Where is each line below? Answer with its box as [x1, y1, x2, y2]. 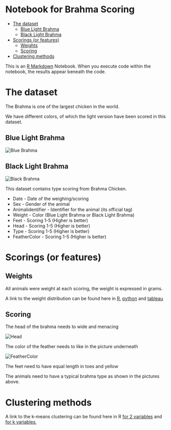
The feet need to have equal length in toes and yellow [5, 363, 119, 370]
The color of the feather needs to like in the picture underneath [5, 343, 138, 350]
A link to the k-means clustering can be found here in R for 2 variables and [5, 414, 162, 420]
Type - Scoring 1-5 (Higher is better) [12, 228, 90, 234]
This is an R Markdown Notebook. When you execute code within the [5, 63, 151, 69]
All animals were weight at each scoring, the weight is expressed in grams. [5, 285, 163, 291]
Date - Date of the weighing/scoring [12, 196, 89, 202]
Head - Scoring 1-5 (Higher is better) [12, 223, 91, 229]
